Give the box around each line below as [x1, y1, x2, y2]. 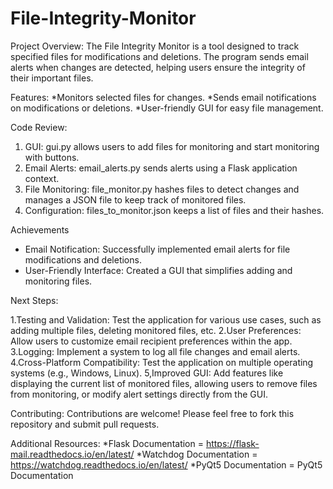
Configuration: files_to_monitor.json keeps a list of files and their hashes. [24, 204, 325, 216]
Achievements [10, 223, 70, 236]
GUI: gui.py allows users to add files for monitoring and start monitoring [24, 140, 320, 152]
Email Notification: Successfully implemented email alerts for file [24, 243, 291, 255]
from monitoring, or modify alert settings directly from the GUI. [10, 388, 268, 400]
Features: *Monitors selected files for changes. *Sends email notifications [10, 91, 317, 103]
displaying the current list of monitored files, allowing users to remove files [10, 377, 318, 389]
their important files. [10, 72, 94, 84]
